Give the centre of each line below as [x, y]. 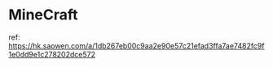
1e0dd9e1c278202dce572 [52, 54]
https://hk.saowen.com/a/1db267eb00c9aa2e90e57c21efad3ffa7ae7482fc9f [136, 45]
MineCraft [44, 15]
